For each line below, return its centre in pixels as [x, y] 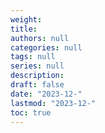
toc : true [31, 112]
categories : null [46, 47]
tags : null [33, 57]
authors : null [40, 38]
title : [24, 29]
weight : [26, 19]
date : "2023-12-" [46, 94]
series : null [37, 66]
